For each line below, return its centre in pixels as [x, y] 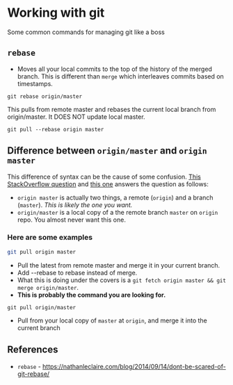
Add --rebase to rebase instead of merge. [77, 272]
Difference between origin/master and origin [107, 151]
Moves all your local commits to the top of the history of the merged [114, 69]
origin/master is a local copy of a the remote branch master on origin [118, 212]
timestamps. [35, 83]
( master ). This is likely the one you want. [75, 205]
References [33, 350]
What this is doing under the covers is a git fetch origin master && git [121, 280]
